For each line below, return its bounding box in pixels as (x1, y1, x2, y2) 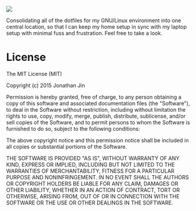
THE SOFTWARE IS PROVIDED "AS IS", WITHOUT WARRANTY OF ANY (6, 154, 180, 161)
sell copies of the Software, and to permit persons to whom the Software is (6, 118, 191, 126)
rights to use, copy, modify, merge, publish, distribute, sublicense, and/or (6, 112, 186, 120)
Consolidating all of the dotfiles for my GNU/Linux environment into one (6, 17, 182, 24)
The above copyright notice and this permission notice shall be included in (6, 136, 189, 143)
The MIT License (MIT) (6, 70, 63, 77)
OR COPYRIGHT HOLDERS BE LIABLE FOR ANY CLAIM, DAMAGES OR (6, 180, 179, 187)
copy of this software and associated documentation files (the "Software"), (6, 99, 191, 107)
